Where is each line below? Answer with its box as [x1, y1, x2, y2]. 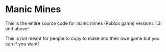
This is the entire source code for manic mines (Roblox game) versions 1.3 [5, 20, 161, 26]
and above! [5, 25, 29, 31]
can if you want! [5, 40, 39, 46]
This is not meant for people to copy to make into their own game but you [5, 35, 160, 41]
